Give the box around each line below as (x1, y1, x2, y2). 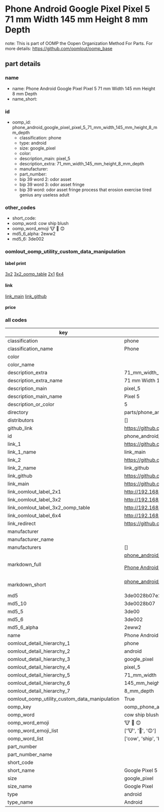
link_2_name (7, 464, 37, 471)
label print (5, 260, 26, 266)
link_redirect (7, 520, 36, 527)
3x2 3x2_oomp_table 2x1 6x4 (5, 271, 64, 277)
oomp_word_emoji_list (7, 727, 59, 734)
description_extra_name (7, 377, 62, 384)
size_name (7, 783, 32, 790)
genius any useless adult (19, 192, 70, 198)
